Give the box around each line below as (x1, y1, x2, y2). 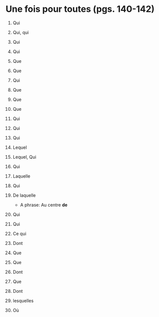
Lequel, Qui (12, 154, 37, 160)
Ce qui (12, 230, 27, 236)
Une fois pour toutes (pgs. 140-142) (5, 3, 155, 15)
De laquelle (12, 192, 36, 198)
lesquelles (12, 298, 34, 304)
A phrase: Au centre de (20, 202, 68, 208)
